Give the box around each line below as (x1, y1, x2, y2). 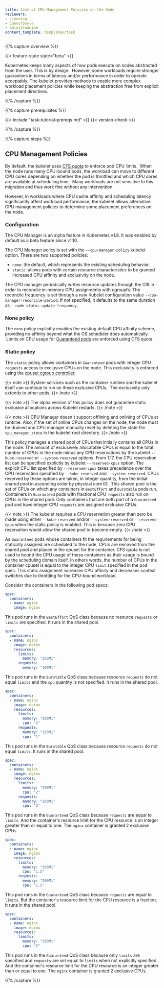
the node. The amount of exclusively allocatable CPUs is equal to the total (5, 444, 154, 450)
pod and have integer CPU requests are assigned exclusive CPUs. (5, 502, 138, 507)
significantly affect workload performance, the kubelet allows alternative (5, 198, 151, 204)
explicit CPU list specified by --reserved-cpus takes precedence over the (5, 465, 152, 471)
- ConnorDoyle (5, 21, 34, 26)
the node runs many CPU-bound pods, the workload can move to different (5, 168, 155, 174)
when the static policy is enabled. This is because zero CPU (15, 521, 136, 527)
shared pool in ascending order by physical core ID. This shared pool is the (5, 481, 157, 486)
